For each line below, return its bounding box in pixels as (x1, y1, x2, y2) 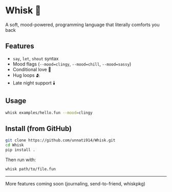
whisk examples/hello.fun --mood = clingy (5, 110, 93, 115)
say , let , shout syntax (12, 55, 59, 61)
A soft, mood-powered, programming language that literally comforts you (5, 22, 160, 28)
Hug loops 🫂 (12, 72, 41, 78)
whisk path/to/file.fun (5, 166, 56, 172)
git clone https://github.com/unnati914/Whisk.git (5, 138, 116, 143)
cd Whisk (5, 143, 24, 148)
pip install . (5, 147, 36, 153)
